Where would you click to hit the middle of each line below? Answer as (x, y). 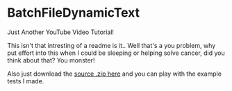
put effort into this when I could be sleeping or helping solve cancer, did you (116, 53)
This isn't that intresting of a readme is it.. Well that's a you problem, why (111, 45)
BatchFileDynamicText (74, 13)
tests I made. (26, 81)
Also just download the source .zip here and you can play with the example (115, 74)
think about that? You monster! (51, 60)
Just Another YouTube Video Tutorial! (61, 32)
